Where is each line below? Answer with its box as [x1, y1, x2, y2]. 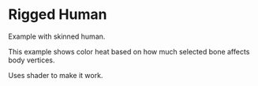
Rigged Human [8, 6, 107, 24]
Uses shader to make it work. [8, 70, 103, 80]
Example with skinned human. [8, 32, 106, 41]
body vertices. [8, 55, 55, 65]
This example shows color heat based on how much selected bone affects [8, 47, 250, 56]
